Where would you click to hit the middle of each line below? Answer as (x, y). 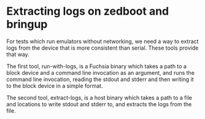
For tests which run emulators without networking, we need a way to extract (102, 41)
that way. (18, 54)
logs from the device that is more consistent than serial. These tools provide (102, 48)
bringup (27, 24)
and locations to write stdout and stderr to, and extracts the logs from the (99, 104)
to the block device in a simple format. (55, 86)
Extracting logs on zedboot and (88, 11)
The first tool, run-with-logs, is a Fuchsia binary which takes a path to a (97, 66)
